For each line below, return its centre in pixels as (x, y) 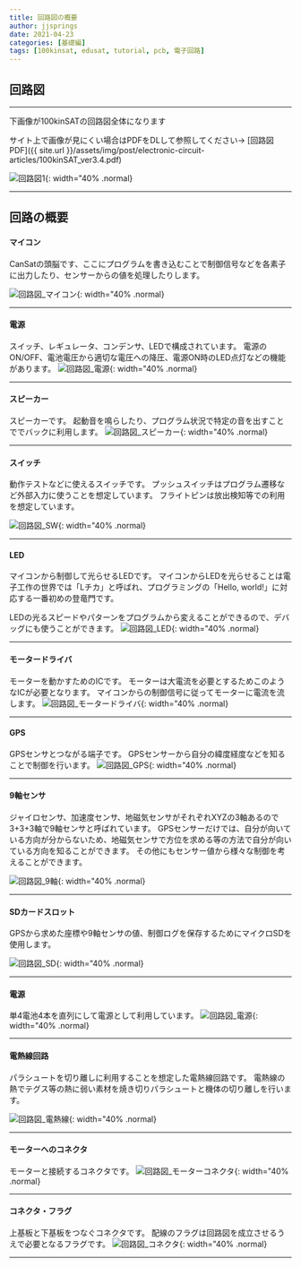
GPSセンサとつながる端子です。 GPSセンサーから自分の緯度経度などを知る (147, 754)
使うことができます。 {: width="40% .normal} (150, 629)
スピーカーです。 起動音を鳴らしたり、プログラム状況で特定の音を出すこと (147, 420)
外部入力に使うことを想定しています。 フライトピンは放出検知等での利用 (151, 496)
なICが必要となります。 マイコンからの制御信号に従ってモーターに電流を (143, 692)
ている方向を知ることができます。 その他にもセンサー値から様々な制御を (143, 850)
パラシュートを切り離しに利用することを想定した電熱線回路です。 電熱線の (147, 1077)
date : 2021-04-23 (42, 34)
